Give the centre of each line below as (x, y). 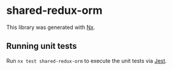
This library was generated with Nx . (51, 27)
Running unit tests (42, 46)
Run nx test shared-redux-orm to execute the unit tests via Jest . (86, 60)
